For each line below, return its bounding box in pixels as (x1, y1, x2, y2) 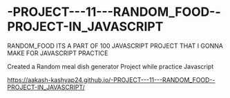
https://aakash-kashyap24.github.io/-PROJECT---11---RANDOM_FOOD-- (7, 75, 215, 84)
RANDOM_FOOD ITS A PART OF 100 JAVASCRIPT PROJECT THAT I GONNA (7, 41, 223, 50)
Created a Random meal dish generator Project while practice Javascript (7, 62, 214, 70)
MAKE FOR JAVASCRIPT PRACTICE (7, 49, 108, 57)
